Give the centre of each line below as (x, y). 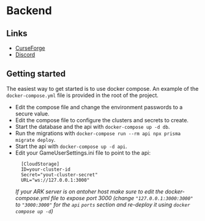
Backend (29, 11)
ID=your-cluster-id (46, 169)
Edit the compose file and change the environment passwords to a (99, 107)
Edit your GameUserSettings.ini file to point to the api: (83, 153)
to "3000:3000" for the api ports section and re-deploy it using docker (103, 204)
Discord (25, 55)
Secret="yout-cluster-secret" (59, 175)
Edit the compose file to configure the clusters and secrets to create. (102, 120)
